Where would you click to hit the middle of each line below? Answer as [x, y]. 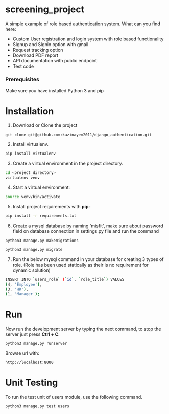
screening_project [45, 9]
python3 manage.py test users [38, 406]
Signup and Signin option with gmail [50, 44]
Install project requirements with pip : [51, 206]
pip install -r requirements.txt [41, 216]
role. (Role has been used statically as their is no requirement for [81, 265]
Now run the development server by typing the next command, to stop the [83, 329]
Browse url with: [22, 353]
